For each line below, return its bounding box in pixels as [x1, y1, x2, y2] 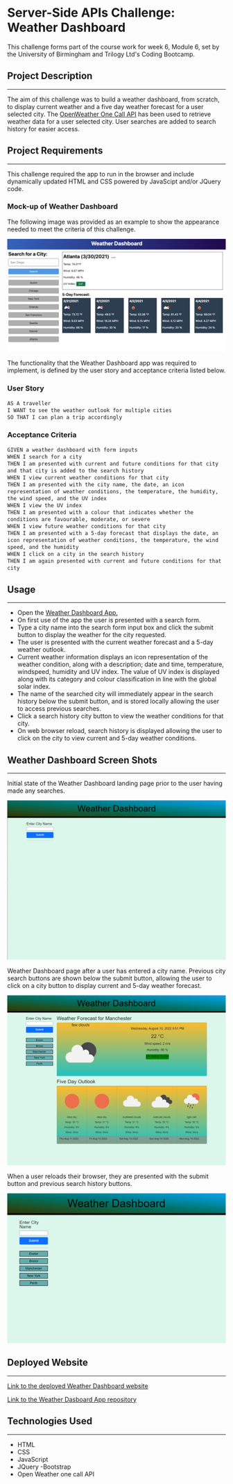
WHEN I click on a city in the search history [7, 551, 144, 558]
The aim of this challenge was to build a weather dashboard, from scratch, [7, 95, 220, 104]
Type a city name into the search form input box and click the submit [17, 623, 214, 632]
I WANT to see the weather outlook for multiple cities [7, 407, 172, 414]
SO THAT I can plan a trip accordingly [7, 414, 123, 421]
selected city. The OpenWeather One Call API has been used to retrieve [7, 110, 212, 118]
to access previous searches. [17, 704, 102, 713]
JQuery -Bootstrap [17, 1462, 71, 1471]
